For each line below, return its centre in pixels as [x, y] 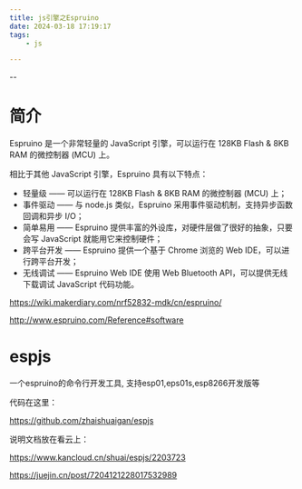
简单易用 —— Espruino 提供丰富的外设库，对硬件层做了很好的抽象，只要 [157, 227]
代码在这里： [33, 403]
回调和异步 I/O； [53, 216]
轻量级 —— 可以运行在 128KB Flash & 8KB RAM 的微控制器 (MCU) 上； [155, 194]
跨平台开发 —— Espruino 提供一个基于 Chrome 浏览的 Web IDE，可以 [152, 250]
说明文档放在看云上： [49, 439]
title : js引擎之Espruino [54, 18]
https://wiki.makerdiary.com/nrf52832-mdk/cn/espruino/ [116, 303]
